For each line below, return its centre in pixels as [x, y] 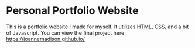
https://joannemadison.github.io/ [45, 39]
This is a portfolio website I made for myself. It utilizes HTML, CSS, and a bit [97, 27]
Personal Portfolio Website [72, 11]
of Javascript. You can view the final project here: [66, 32]
